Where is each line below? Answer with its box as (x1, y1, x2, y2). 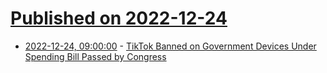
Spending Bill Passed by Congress (24, 50, 167, 62)
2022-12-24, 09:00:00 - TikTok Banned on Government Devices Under (24, 40, 317, 52)
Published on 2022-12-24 (10, 7, 228, 30)
